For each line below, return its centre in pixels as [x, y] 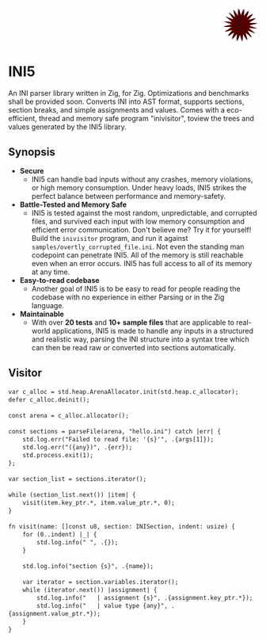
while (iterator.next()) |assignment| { [90, 590]
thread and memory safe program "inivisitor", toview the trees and [146, 119]
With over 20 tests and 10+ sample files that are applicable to [133, 322]
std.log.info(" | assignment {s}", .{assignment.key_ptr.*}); [145, 598]
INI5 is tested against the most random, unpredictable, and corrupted [144, 213]
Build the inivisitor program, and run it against [110, 238]
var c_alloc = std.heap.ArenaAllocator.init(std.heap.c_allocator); [123, 392]
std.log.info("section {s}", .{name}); [88, 567]
